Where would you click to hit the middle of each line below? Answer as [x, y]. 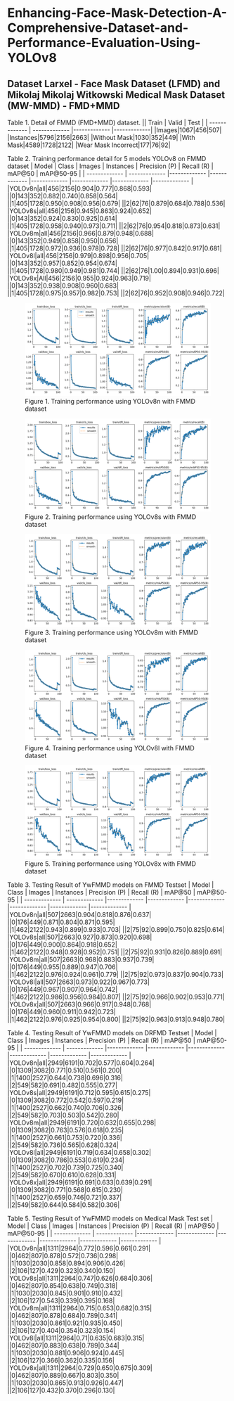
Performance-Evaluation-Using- [104, 43]
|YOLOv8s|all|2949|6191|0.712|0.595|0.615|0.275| [79, 1093]
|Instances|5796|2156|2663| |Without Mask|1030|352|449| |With [101, 137]
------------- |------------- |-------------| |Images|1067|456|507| [127, 130]
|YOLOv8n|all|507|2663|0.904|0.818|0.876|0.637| [79, 915]
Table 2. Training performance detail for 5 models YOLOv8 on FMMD [107, 159]
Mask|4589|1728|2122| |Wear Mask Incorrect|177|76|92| [89, 145]
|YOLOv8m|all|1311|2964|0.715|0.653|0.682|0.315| [80, 1308]
